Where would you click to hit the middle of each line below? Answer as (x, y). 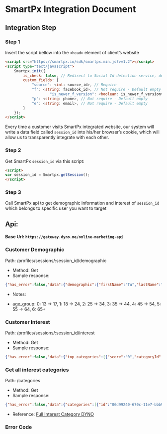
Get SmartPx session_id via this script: (45, 161)
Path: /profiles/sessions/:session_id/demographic (56, 261)
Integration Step (31, 28)
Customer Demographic (35, 250)
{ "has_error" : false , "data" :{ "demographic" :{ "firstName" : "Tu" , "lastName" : (83, 285)
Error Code (19, 427)
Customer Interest (28, 322)
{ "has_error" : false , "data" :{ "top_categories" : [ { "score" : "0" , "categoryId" (83, 357)
